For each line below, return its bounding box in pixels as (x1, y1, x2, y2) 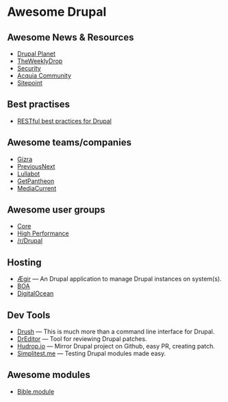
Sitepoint (16, 79, 42, 86)
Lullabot (16, 169, 40, 178)
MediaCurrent (16, 184, 57, 192)
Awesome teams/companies (7, 137, 132, 148)
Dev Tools (7, 309, 51, 321)
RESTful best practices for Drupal (16, 117, 112, 125)
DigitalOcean (16, 289, 54, 298)
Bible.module (16, 387, 55, 395)
